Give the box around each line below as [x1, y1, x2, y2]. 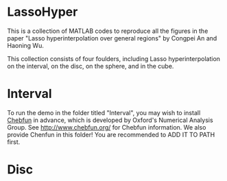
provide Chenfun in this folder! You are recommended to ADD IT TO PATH [7, 130, 215, 138]
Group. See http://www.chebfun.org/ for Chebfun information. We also [7, 123, 206, 131]
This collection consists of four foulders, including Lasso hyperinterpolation [7, 54, 221, 62]
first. [7, 138, 21, 146]
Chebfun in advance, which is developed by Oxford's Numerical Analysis [7, 116, 214, 124]
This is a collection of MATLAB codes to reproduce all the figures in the [7, 27, 208, 35]
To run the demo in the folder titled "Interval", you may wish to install [7, 108, 201, 117]
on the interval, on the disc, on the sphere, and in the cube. [7, 62, 174, 70]
